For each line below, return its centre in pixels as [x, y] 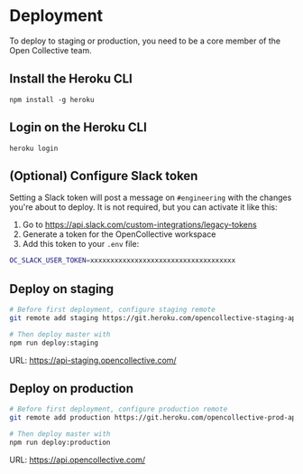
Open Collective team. [50, 50]
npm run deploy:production [60, 442]
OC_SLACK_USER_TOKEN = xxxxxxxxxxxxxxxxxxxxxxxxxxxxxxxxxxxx [123, 261]
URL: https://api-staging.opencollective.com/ [93, 360]
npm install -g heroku [52, 100]
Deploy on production [71, 389]
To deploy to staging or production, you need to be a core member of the [145, 41]
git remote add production [60, 418]
